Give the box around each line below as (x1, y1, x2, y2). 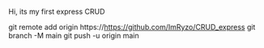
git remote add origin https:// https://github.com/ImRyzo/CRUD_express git (8, 22, 256, 31)
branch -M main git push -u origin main (8, 31, 139, 40)
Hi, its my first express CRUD (8, 7, 105, 16)
